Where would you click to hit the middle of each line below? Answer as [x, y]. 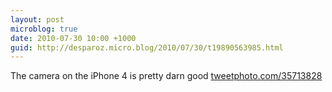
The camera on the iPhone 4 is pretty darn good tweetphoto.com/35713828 [166, 76]
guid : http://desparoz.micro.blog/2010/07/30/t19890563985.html [147, 47]
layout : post [37, 19]
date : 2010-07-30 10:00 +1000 [73, 38]
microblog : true [44, 29]
